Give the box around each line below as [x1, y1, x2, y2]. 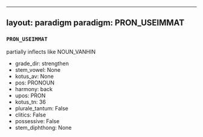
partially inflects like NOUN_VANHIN [6, 48, 96, 55]
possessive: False [14, 117, 60, 124]
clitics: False [14, 111, 47, 118]
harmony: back [14, 85, 53, 92]
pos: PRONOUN [14, 79, 54, 86]
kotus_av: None [14, 72, 54, 80]
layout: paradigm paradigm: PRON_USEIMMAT [6, 18, 185, 28]
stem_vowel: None [14, 66, 61, 73]
